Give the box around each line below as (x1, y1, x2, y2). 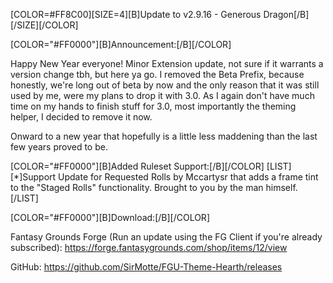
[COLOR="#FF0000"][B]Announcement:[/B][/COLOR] (10, 39, 232, 50)
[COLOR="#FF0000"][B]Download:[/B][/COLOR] (10, 212, 210, 223)
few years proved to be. (10, 141, 108, 153)
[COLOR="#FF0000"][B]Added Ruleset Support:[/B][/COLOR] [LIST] (10, 160, 292, 172)
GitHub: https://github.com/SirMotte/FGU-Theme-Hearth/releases (10, 261, 283, 273)
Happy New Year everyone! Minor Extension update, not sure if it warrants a (10, 58, 324, 69)
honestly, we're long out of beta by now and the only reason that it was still (10, 79, 320, 91)
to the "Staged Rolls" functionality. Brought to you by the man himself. (10, 182, 298, 193)
